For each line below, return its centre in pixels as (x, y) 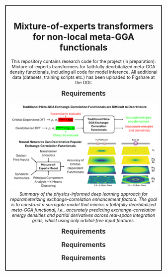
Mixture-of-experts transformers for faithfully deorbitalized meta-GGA (83, 66)
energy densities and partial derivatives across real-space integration (83, 215)
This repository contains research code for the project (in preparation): (83, 61)
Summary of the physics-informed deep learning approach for (83, 194)
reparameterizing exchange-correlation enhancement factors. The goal (83, 199)
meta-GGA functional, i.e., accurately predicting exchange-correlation (83, 210)
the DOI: (83, 82)
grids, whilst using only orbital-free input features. (83, 221)
